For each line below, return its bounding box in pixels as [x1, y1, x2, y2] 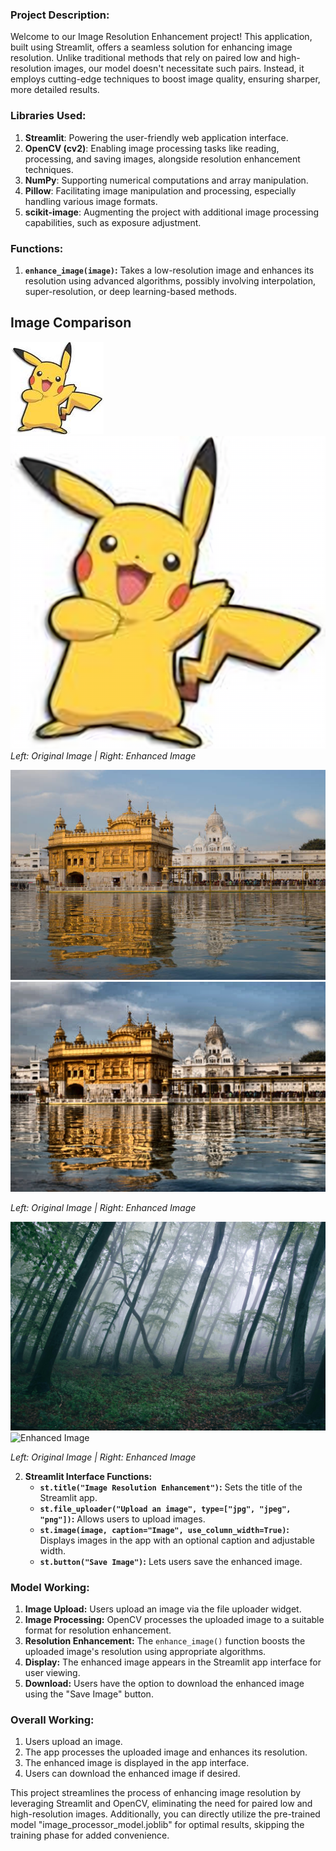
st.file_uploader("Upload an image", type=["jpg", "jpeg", [39, 1504, 292, 1514]
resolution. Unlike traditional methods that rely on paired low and [10, 52, 277, 64]
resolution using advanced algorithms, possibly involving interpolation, [24, 274, 317, 287]
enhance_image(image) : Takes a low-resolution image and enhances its [24, 264, 315, 276]
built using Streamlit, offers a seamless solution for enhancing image [10, 41, 293, 53]
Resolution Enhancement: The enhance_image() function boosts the [24, 1634, 306, 1647]
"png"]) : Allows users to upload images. [39, 1513, 206, 1525]
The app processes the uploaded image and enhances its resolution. [24, 1746, 308, 1758]
